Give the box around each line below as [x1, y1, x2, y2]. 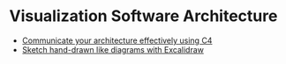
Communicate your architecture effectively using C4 [21, 35, 213, 46]
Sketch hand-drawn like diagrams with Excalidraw [21, 44, 205, 54]
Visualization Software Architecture [9, 6, 278, 26]
